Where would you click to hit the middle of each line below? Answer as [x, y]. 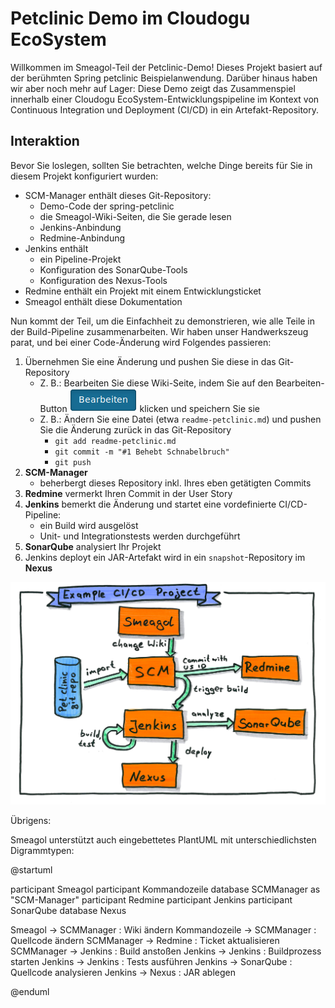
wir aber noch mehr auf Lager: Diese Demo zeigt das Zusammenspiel [153, 88]
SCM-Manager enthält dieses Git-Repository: [118, 195]
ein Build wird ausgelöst [89, 525]
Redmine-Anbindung [82, 238]
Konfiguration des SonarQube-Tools [113, 269]
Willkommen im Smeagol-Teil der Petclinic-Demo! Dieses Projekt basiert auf [166, 67]
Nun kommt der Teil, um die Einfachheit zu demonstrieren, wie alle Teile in [163, 321]
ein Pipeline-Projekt [80, 259]
